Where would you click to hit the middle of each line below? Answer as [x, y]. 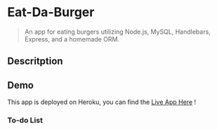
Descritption [35, 61]
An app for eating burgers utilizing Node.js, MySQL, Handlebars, [117, 32]
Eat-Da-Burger [51, 12]
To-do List [25, 120]
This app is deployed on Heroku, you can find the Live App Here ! [102, 102]
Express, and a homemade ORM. [72, 39]
